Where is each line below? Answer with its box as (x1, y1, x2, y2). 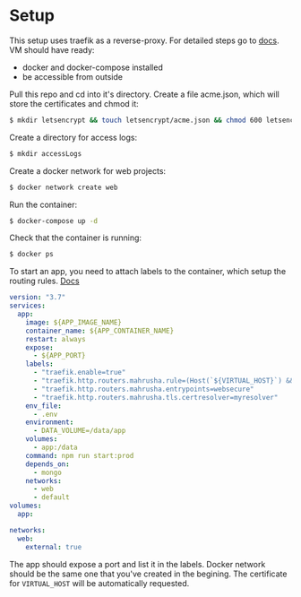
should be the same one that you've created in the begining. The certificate (9, 568, 288, 579)
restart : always (25, 334, 87, 343)
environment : (25, 418, 74, 427)
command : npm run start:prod (25, 451, 134, 460)
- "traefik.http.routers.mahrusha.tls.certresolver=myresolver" (32, 393, 279, 402)
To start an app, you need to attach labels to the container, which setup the (9, 266, 287, 277)
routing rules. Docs (9, 275, 80, 287)
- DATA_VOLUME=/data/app (32, 427, 126, 436)
